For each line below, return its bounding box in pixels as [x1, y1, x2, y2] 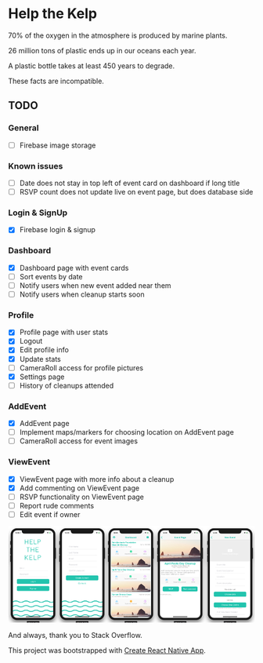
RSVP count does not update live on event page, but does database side [19, 188, 254, 197]
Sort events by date [19, 271, 83, 281]
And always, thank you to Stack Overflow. [8, 631, 142, 640]
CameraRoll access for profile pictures [19, 362, 143, 373]
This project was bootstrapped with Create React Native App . [8, 646, 206, 655]
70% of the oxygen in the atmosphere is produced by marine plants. [8, 31, 228, 40]
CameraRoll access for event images [19, 436, 139, 446]
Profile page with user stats [19, 327, 108, 337]
